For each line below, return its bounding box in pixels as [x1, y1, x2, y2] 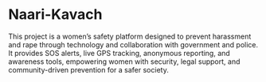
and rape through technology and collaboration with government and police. [8, 39, 259, 49]
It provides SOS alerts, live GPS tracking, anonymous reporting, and [8, 48, 231, 58]
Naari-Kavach [8, 6, 103, 24]
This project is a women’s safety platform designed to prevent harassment [8, 32, 252, 41]
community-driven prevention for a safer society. [8, 65, 169, 74]
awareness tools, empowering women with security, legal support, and [8, 57, 241, 66]
